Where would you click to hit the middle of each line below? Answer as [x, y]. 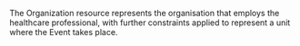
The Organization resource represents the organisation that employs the [145, 13]
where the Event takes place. [64, 32]
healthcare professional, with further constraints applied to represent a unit [150, 23]
